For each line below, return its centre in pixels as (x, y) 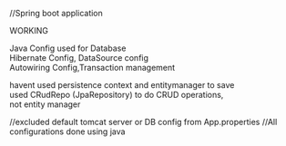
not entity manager (45, 104)
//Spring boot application (56, 13)
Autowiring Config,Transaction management (92, 68)
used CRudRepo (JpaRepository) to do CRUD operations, (117, 95)
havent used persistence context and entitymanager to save (122, 85)
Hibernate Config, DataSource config (79, 58)
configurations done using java (67, 131)
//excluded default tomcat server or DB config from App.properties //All (143, 122)
